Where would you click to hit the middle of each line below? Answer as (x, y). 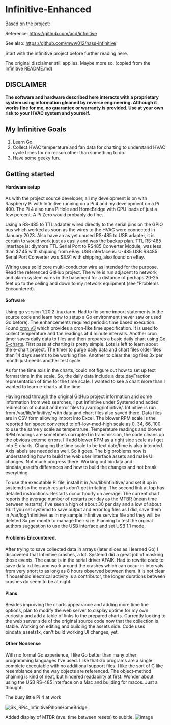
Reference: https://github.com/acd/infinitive (51, 33)
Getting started (30, 174)
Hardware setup (23, 187)
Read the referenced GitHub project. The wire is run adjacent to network (81, 272)
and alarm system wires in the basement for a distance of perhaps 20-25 (82, 278)
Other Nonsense (23, 644)
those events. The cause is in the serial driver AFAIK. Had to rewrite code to (84, 560)
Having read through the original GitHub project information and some (79, 396)
